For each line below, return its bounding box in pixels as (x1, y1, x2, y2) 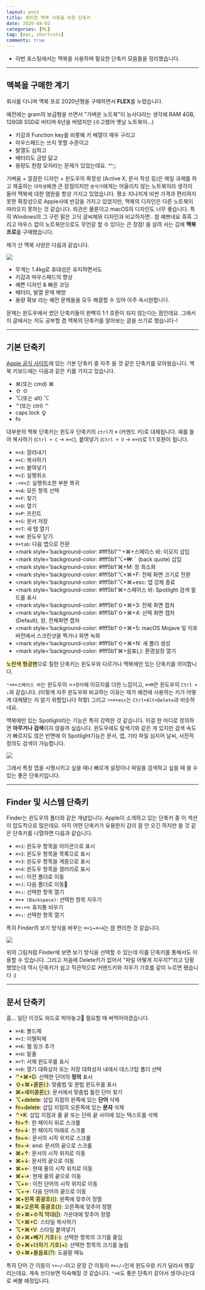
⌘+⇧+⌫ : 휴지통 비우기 (15, 904, 63, 911)
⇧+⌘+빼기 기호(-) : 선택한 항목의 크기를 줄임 (15, 1234, 123, 1241)
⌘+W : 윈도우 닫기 (15, 532, 53, 540)
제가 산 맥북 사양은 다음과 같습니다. (6, 241, 90, 248)
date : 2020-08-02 (6, 20, 51, 26)
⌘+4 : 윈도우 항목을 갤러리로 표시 (15, 865, 90, 873)
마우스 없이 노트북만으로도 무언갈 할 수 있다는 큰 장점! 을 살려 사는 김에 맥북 (17, 221, 196, 228)
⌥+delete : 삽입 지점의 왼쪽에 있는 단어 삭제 (15, 1096, 120, 1104)
